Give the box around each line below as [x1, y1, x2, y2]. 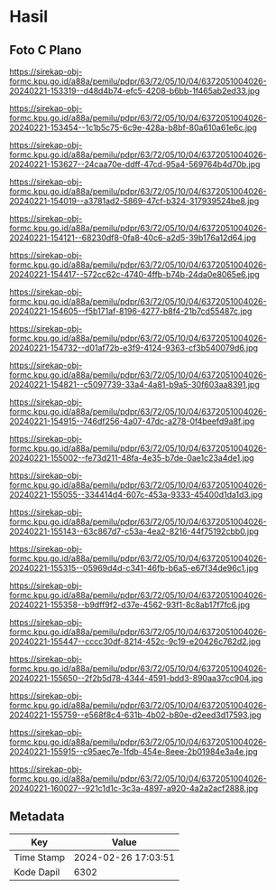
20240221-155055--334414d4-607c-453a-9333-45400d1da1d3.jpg [9, 490, 263, 500]
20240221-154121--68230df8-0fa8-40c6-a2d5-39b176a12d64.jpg [9, 232, 257, 243]
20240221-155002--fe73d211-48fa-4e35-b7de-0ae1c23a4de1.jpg [9, 453, 254, 463]
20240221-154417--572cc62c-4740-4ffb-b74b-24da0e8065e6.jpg [9, 269, 260, 279]
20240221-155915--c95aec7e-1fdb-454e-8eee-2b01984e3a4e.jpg [9, 746, 259, 756]
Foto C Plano [9, 42, 82, 58]
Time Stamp [14, 851, 66, 864]
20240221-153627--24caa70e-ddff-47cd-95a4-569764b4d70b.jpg [9, 159, 261, 169]
